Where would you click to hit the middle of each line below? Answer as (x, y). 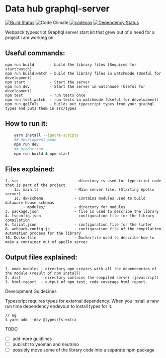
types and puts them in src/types (41, 108)
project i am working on (29, 37)
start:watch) (19, 69)
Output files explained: (41, 257)
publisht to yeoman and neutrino (45, 344)
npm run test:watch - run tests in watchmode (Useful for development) (82, 100)
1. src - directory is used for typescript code (83, 181)
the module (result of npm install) (43, 273)
